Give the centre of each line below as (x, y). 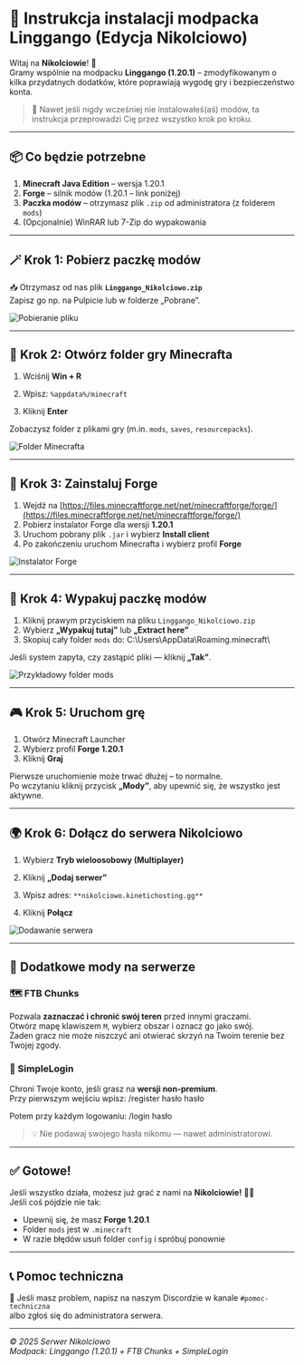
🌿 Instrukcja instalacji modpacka (134, 19)
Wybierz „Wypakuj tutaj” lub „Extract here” (105, 630)
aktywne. (27, 795)
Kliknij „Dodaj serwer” (64, 877)
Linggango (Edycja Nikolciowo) (129, 38)
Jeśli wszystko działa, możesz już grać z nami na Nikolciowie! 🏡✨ (132, 1193)
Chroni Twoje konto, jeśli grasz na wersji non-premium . (114, 1089)
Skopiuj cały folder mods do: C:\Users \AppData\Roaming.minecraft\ (146, 639)
